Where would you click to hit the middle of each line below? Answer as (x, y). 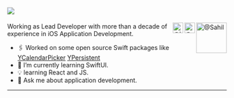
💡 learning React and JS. (53, 72)
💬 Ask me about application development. (77, 80)
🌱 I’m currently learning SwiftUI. (63, 65)
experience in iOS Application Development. (70, 33)
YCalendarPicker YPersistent (59, 57)
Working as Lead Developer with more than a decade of (87, 26)
